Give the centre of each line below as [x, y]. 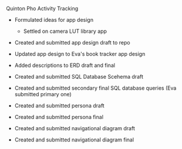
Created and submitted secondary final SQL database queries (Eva [95, 88]
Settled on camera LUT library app [65, 31]
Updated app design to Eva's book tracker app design [80, 54]
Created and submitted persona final [59, 117]
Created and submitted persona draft [59, 106]
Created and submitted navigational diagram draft [75, 128]
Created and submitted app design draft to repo [72, 43]
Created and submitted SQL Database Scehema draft [79, 77]
